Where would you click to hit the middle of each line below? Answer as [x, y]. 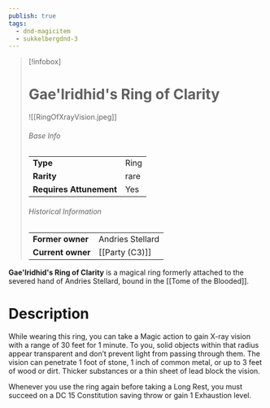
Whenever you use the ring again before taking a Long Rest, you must [125, 386]
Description [49, 313]
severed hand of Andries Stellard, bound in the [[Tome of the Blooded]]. [129, 280]
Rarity [44, 176]
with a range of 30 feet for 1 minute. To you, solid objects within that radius [134, 345]
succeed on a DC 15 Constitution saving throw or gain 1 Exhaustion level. [130, 395]
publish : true [33, 16]
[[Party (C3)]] [125, 252]
